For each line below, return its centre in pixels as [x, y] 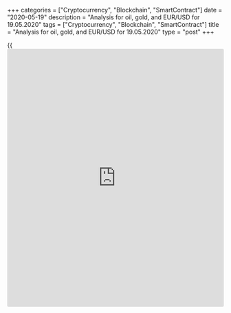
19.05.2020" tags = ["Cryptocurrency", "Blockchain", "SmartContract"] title [113, 24]
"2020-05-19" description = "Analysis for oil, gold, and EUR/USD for [103, 17]
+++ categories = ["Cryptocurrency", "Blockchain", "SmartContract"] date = [115, 10]
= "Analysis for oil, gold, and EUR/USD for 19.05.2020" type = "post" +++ [111, 32]
